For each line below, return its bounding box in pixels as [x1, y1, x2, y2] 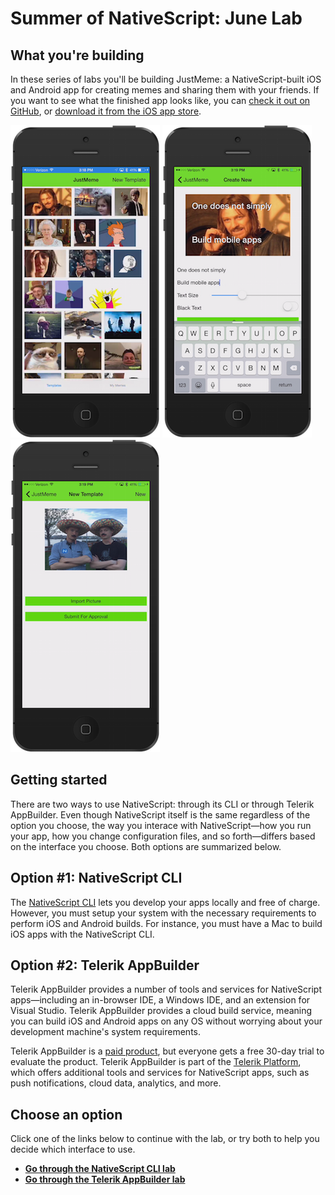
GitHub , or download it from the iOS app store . [10, 105, 202, 117]
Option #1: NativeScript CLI [10, 870, 183, 887]
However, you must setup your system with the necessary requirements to [10, 907, 317, 919]
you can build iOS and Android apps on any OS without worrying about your [10, 1015, 323, 1027]
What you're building [10, 47, 145, 64]
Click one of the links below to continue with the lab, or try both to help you [10, 1133, 320, 1145]
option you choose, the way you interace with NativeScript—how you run [10, 819, 312, 831]
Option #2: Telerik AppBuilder [10, 957, 200, 974]
